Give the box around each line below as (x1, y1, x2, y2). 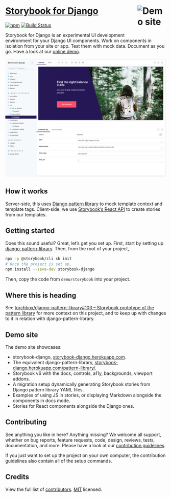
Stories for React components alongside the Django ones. (12, 403, 134, 409)
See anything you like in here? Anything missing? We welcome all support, (5, 431, 162, 438)
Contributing (5, 418, 47, 427)
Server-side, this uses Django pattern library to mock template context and (5, 201, 162, 207)
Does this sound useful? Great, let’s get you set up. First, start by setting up (5, 240, 164, 246)
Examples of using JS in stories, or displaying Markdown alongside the (12, 392, 162, 398)
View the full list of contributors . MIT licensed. (5, 486, 102, 492)
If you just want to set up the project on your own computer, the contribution (5, 452, 166, 459)
